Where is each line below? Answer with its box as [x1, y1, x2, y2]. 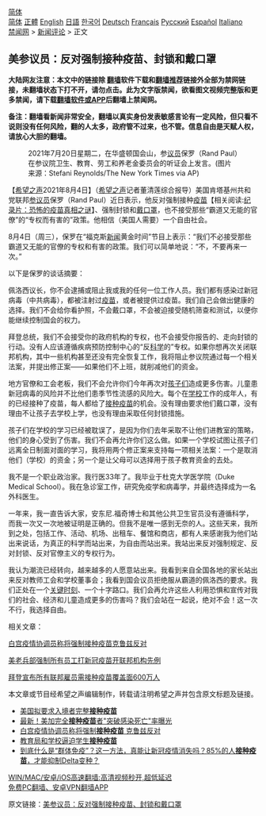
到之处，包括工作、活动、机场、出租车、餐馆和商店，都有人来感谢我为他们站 [8, 528, 258, 537]
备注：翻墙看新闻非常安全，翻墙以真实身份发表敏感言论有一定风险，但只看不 [8, 111, 258, 121]
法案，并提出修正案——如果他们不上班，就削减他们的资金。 [8, 361, 203, 371]
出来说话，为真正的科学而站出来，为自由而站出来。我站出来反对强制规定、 [8, 538, 251, 548]
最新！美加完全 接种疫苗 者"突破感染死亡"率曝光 [19, 716, 173, 726]
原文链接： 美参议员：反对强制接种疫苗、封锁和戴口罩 [8, 799, 182, 809]
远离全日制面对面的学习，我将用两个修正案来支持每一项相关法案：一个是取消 [8, 445, 258, 454]
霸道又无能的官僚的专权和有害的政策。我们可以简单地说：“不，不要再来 [8, 241, 241, 251]
